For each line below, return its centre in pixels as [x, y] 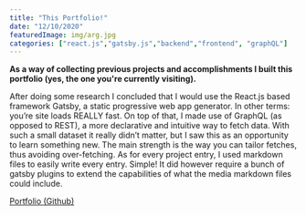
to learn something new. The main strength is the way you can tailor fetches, [153, 145]
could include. [36, 184]
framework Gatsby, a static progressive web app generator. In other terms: [150, 107]
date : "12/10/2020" [47, 26]
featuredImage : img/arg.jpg [63, 35]
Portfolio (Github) [42, 201]
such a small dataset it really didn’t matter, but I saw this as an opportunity [149, 135]
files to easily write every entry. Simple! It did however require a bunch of [147, 164]
